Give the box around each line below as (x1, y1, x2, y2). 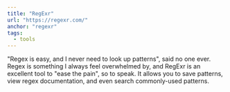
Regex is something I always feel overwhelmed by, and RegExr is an (7, 62, 201, 71)
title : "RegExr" (7, 10, 54, 17)
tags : (7, 29, 23, 37)
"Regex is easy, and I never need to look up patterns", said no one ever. (7, 55, 211, 63)
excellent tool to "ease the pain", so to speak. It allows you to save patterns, (7, 70, 223, 78)
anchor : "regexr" (7, 23, 57, 30)
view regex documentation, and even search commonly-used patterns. (7, 77, 210, 85)
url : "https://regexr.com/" (7, 17, 89, 24)
